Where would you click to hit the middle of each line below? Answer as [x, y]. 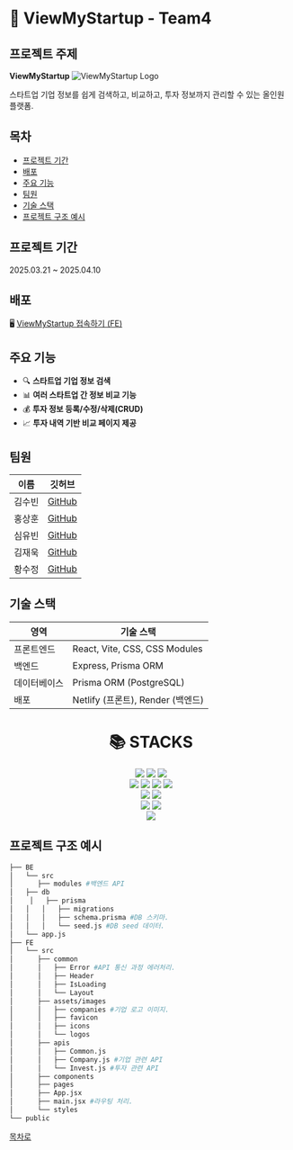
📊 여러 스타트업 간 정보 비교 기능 [79, 395]
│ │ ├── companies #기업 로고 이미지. [89, 1010]
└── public [30, 1118]
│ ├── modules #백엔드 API [67, 884]
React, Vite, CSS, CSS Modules [138, 649]
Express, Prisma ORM [118, 665]
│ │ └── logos [50, 1035]
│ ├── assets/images [58, 1001]
